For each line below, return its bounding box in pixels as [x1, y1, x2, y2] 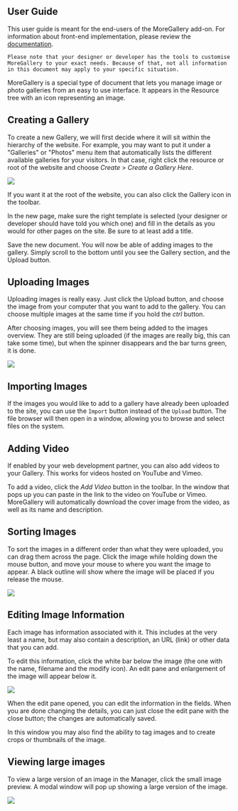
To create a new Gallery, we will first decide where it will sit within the [7, 133, 211, 141]
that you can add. [7, 643, 59, 651]
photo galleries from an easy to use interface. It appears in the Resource [7, 85, 220, 95]
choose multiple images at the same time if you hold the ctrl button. [7, 310, 205, 318]
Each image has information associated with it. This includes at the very [7, 628, 218, 636]
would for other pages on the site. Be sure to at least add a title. [7, 227, 193, 235]
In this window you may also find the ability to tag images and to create [7, 728, 215, 736]
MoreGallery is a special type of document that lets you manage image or [7, 78, 222, 87]
